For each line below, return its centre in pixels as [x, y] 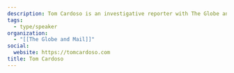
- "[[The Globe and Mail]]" [54, 40]
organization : [28, 33]
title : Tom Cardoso [36, 59]
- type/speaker [36, 26]
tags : [15, 20]
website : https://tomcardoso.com [62, 53]
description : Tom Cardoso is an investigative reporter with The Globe [113, 14]
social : [18, 46]
